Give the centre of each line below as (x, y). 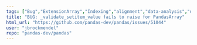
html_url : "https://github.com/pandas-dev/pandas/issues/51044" (86, 22)
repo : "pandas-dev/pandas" (39, 33)
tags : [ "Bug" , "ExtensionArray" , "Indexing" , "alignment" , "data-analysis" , (97, 11)
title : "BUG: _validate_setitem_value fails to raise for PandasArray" (95, 17)
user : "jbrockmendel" (33, 28)
